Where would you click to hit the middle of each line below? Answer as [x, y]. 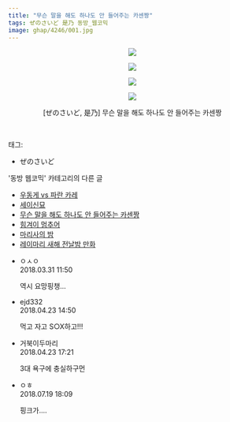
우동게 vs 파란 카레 [49, 195]
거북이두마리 [39, 343]
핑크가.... [33, 410]
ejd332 [31, 302]
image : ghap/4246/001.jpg [50, 30]
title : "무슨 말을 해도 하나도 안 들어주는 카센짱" [81, 15]
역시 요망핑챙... [43, 286]
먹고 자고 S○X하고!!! [51, 327]
